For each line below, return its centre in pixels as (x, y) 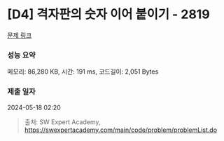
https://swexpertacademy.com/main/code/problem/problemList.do (121, 130)
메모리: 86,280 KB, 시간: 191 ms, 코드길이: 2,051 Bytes (83, 72)
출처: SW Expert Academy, (62, 122)
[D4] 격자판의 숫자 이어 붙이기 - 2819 (108, 14)
